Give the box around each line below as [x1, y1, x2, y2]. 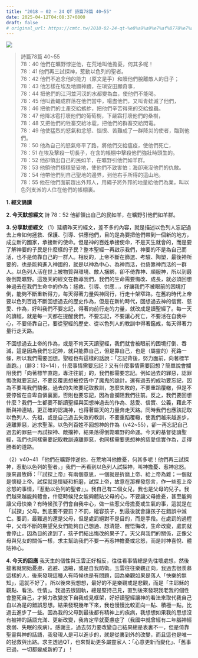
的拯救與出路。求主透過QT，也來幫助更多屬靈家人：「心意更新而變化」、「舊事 [6, 638, 192, 646]
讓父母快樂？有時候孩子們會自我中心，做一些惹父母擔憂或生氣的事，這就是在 [6, 500, 192, 507]
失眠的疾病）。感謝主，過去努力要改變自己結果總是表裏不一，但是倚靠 [21, 624, 190, 631]
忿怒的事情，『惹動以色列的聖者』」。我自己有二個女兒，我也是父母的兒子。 [6, 485, 184, 492]
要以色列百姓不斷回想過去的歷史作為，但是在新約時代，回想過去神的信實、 [6, 298, 187, 305]
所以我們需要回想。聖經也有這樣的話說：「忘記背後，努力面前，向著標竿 [16, 355, 190, 362]
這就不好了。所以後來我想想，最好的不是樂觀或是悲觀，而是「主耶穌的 [18, 579, 190, 586]
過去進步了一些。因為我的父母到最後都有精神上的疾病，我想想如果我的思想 [6, 609, 187, 616]
